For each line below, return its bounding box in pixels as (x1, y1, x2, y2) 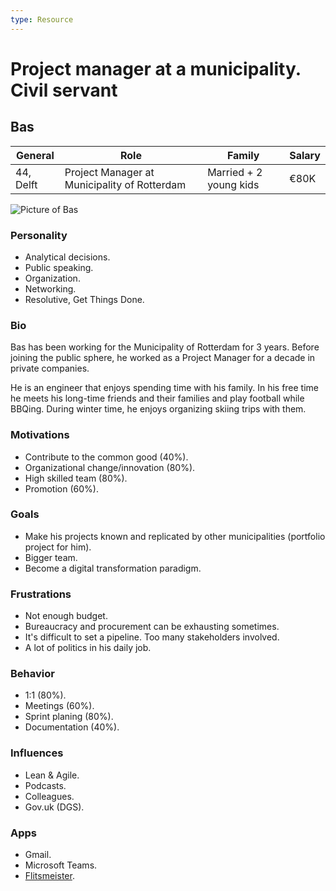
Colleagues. (24, 790, 75, 802)
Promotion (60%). (24, 482, 99, 495)
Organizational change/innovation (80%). (24, 461, 196, 473)
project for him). (24, 541, 92, 553)
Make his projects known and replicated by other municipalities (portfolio (24, 530, 326, 542)
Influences (10, 746, 64, 760)
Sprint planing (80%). (24, 711, 114, 723)
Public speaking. (24, 261, 94, 273)
